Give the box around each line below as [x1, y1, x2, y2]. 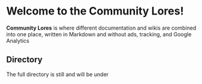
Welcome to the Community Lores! [6, 4, 184, 18]
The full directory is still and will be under [6, 71, 109, 78]
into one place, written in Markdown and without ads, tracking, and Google [6, 30, 192, 37]
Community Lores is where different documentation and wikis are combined [6, 24, 197, 31]
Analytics [6, 37, 30, 44]
